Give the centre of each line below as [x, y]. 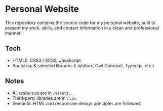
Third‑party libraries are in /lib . [44, 98]
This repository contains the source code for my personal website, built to [80, 23]
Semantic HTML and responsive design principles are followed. [77, 103]
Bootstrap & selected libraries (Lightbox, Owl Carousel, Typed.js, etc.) [83, 65]
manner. [14, 33]
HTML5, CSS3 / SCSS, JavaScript [46, 60]
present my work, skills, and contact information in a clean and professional [82, 28]
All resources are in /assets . [41, 93]
